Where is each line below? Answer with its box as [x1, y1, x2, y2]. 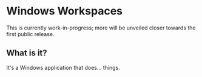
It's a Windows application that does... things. [6, 64, 120, 71]
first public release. [6, 30, 55, 37]
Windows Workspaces [6, 4, 123, 18]
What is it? [6, 48, 47, 58]
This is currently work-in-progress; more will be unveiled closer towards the [6, 24, 196, 31]
